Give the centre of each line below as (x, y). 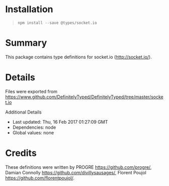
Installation (29, 9)
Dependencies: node (34, 127)
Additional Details (23, 112)
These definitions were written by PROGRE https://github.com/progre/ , (78, 167)
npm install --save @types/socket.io (57, 23)
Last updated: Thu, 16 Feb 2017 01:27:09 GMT (60, 122)
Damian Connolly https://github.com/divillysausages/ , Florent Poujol (76, 172)
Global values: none (33, 132)
